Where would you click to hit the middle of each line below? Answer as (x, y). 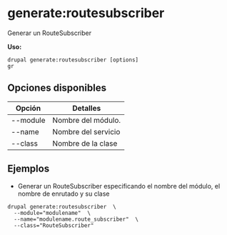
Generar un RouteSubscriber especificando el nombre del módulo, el (119, 186)
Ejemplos (29, 169)
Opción (28, 108)
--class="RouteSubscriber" (54, 225)
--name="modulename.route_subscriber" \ (76, 219)
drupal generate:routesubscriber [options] (73, 60)
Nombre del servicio (86, 131)
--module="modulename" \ (52, 213)
